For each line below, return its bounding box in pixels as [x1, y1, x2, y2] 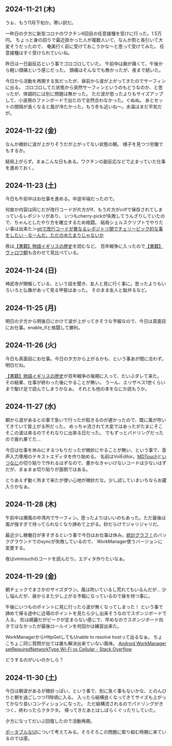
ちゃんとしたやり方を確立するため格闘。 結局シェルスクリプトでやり [14, 220, 159, 226]
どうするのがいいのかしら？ [5, 657, 64, 663]
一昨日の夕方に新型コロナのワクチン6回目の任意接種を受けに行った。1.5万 [5, 30, 162, 36]
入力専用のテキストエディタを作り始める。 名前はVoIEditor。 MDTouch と [9, 453, 162, 459]
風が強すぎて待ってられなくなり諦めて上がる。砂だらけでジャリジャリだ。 [5, 521, 162, 527]
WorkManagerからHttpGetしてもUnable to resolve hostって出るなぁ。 [5, 634, 153, 640]
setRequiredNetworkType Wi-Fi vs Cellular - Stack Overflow [5, 646, 132, 653]
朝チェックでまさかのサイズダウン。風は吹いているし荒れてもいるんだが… [5, 586, 161, 593]
